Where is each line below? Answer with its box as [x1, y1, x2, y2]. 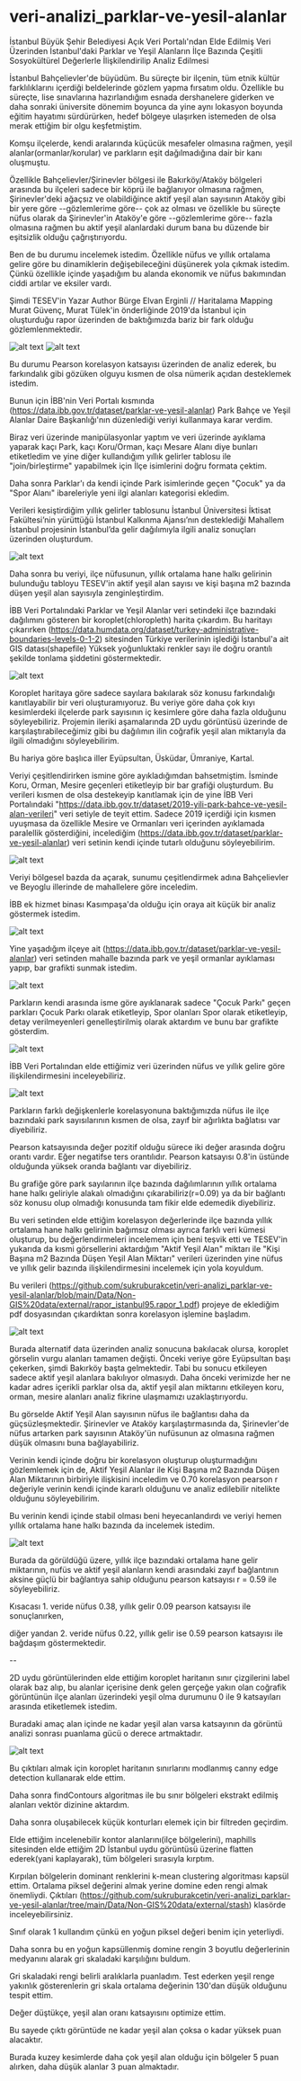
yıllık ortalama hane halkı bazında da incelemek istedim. [9, 1520, 216, 1531]
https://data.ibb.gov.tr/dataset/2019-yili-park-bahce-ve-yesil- [58, 799, 288, 809]
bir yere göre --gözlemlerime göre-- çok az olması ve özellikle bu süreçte [9, 202, 281, 213]
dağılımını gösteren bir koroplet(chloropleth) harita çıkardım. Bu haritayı [9, 614, 272, 625]
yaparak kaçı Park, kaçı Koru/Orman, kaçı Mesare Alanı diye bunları [9, 441, 259, 451]
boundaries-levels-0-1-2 [9, 633, 101, 644]
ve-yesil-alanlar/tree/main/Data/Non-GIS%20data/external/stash [9, 1899, 250, 1910]
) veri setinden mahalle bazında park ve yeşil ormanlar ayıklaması [33, 952, 276, 963]
